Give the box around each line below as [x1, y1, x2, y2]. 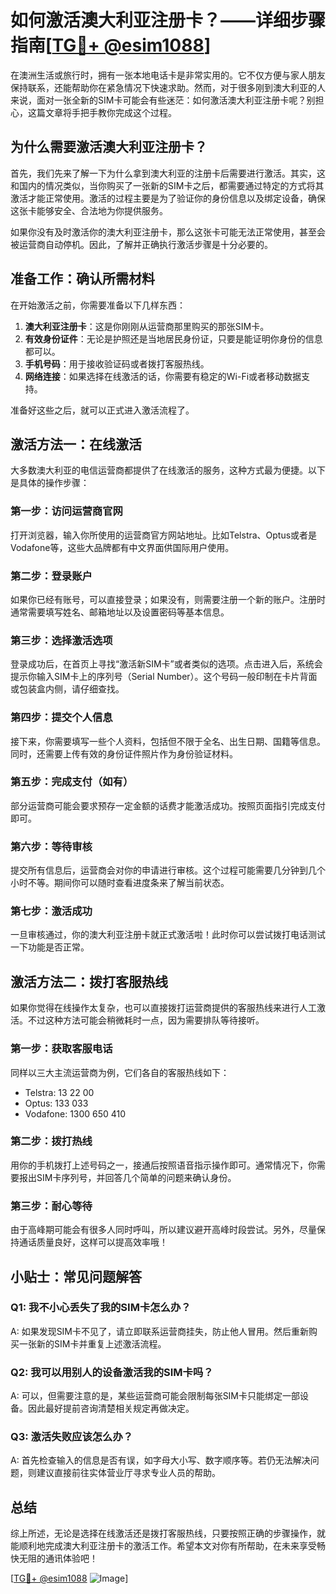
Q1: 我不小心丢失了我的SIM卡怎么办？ [10, 1301, 192, 1315]
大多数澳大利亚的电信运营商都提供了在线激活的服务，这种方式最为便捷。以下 [10, 464, 326, 476]
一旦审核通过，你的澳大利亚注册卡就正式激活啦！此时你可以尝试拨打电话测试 [10, 929, 326, 941]
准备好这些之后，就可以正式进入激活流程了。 [10, 404, 195, 416]
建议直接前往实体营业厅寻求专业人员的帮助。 [36, 1467, 221, 1479]
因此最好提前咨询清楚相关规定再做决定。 [27, 1402, 195, 1415]
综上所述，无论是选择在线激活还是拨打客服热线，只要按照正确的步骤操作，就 [10, 1527, 326, 1540]
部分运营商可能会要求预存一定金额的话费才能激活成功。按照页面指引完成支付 [10, 799, 326, 811]
